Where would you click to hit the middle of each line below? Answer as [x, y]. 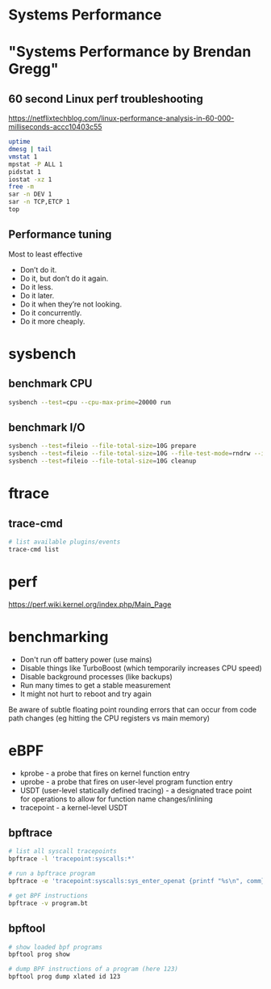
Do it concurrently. [51, 312]
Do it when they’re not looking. [71, 304]
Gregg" [33, 69]
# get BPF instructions [48, 895]
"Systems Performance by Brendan [130, 52]
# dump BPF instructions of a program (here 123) [94, 969]
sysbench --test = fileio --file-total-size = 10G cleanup [102, 461]
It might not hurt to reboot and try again [85, 694]
